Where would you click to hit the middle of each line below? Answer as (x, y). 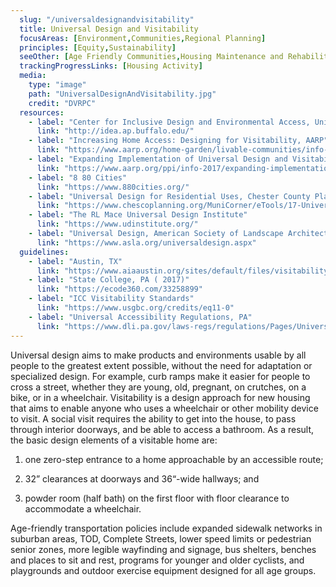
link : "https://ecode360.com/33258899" (119, 289)
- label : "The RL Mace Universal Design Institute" (138, 215)
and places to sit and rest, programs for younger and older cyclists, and (157, 560)
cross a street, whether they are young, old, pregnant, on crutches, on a (158, 387)
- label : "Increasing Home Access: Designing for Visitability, (165, 141)
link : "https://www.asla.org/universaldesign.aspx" (146, 242)
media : (33, 76)
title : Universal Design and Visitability (109, 29)
